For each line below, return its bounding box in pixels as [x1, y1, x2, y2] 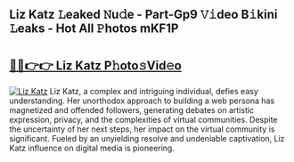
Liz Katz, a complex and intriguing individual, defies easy [49, 86, 258, 96]
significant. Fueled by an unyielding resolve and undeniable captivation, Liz [9, 134, 285, 143]
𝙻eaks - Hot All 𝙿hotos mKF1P [9, 21, 179, 36]
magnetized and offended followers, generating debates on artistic [9, 105, 255, 115]
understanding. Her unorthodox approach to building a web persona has [9, 95, 275, 106]
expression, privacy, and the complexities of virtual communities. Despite [9, 115, 278, 125]
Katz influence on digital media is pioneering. [9, 142, 176, 153]
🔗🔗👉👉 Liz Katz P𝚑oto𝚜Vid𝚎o [9, 58, 183, 73]
